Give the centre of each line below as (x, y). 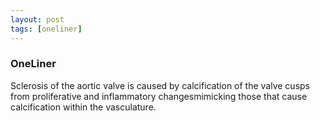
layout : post (37, 19)
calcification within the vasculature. (83, 107)
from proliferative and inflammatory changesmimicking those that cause (159, 96)
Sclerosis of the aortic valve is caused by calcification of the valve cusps (160, 85)
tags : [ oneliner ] (46, 29)
